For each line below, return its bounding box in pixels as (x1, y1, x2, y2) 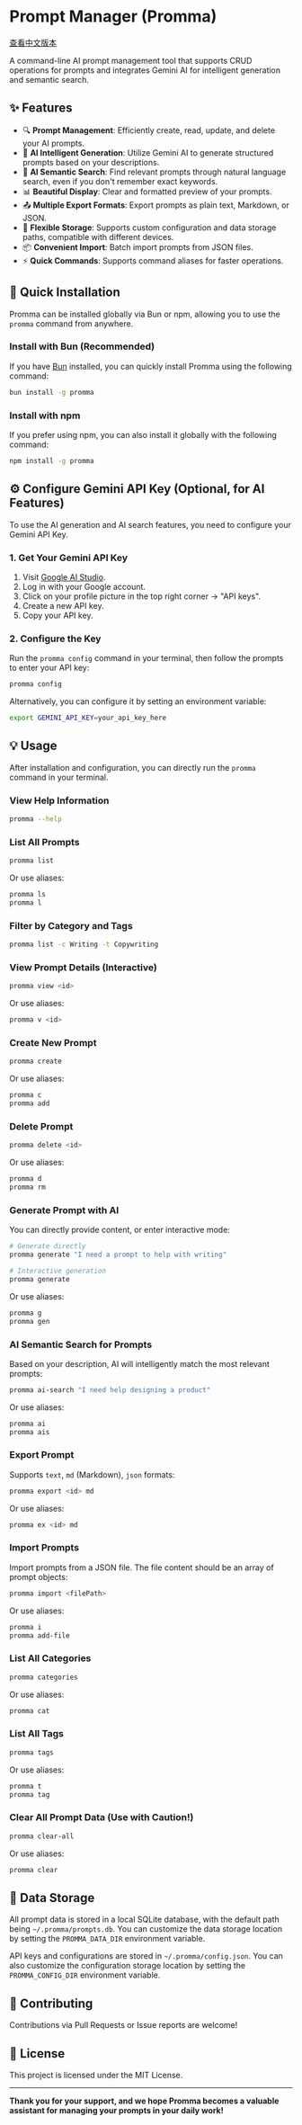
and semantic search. (9, 74, 90, 85)
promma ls (9, 890, 47, 899)
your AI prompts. (22, 138, 85, 148)
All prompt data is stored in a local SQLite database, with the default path (9, 1914, 280, 1925)
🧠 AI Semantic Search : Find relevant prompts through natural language (22, 166, 287, 177)
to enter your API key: (9, 663, 90, 674)
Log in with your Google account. (22, 582, 147, 593)
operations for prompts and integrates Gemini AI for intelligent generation (9, 65, 281, 76)
